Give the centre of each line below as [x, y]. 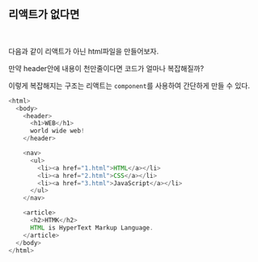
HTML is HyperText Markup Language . [91, 228]
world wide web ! [57, 131]
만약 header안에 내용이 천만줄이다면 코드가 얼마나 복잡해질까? [106, 68]
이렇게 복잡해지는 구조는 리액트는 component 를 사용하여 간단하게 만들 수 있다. [129, 85]
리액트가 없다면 [44, 15]
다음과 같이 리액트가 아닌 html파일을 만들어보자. [84, 51]
